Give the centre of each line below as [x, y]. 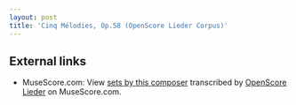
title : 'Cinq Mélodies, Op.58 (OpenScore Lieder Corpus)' [119, 26]
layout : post [33, 17]
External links [48, 61]
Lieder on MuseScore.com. [72, 92]
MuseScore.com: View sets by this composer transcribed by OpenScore [154, 82]
